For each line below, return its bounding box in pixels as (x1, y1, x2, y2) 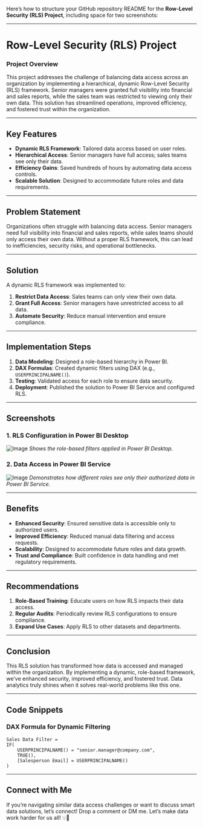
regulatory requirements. (14, 558, 77, 565)
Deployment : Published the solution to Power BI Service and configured (14, 383, 195, 391)
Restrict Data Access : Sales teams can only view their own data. (14, 293, 177, 300)
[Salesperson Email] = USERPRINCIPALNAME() (17, 757, 129, 764)
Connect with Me (6, 785, 72, 796)
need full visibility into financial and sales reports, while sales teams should (6, 229, 193, 236)
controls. (14, 170, 37, 178)
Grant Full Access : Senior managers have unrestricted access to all (14, 299, 184, 306)
